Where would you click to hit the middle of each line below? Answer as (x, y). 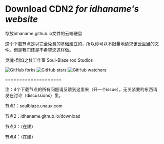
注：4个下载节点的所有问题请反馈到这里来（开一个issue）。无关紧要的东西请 (81, 89)
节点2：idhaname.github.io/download (43, 116)
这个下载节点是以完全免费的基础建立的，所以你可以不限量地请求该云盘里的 (80, 44)
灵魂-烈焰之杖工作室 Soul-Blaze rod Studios (49, 60)
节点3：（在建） (20, 126)
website (21, 19)
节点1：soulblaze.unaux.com (34, 106)
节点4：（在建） (20, 137)
